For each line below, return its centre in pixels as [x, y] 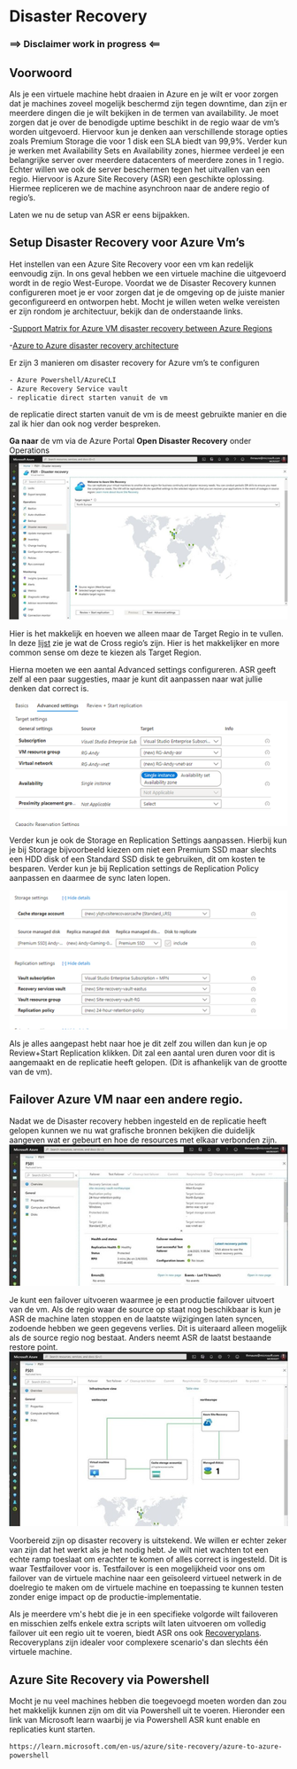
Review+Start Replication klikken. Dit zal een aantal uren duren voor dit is [142, 1053]
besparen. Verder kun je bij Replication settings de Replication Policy [134, 869]
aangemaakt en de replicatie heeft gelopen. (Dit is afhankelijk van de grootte [148, 1062]
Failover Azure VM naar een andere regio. [126, 1099]
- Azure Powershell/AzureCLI [63, 380]
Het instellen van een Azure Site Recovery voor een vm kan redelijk [131, 264]
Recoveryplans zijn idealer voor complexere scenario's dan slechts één [139, 1642]
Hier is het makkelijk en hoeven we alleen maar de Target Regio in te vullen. [147, 634]
